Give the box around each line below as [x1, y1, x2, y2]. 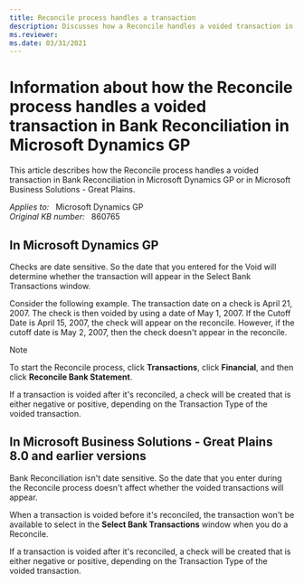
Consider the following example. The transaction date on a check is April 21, [9, 298, 293, 308]
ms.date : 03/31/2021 [9, 38, 88, 48]
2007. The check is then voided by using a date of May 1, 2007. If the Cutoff [9, 308, 291, 318]
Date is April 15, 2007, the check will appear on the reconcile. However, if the [9, 317, 295, 328]
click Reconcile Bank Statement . [9, 371, 133, 382]
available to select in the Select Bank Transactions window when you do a [9, 519, 289, 530]
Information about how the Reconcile [9, 78, 293, 98]
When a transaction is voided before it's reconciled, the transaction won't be [9, 509, 295, 520]
